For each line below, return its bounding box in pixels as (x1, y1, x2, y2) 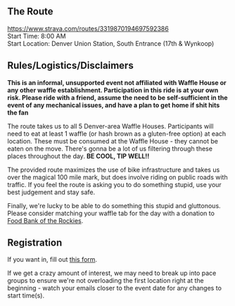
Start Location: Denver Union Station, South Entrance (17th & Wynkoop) (7, 39, 215, 48)
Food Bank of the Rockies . (7, 216, 84, 224)
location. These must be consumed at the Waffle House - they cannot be (7, 136, 219, 145)
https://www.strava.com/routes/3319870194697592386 (7, 24, 169, 32)
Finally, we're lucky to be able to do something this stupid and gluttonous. (7, 201, 221, 210)
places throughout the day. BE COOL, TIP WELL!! (7, 151, 150, 160)
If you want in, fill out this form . (7, 255, 97, 264)
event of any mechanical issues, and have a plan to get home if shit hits (7, 101, 220, 109)
